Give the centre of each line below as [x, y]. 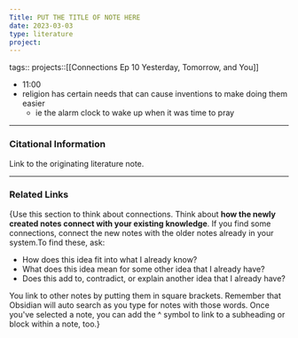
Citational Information [58, 145]
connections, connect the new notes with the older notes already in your [141, 232]
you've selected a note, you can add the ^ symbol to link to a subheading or [147, 314]
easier [34, 104]
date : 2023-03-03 [41, 26]
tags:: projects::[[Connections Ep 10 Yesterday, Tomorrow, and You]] [134, 67]
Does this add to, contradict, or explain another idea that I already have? [154, 278]
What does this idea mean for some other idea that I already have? [143, 269]
